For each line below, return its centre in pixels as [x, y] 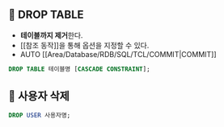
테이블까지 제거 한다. [51, 35]
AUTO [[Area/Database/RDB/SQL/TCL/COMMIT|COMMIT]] [118, 54]
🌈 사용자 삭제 [39, 96]
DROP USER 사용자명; [40, 115]
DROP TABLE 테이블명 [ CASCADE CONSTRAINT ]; [80, 69]
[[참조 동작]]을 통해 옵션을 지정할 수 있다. [85, 45]
